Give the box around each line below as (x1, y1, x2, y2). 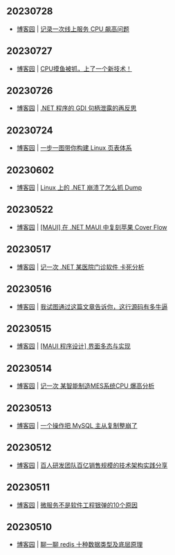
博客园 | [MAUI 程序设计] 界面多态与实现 (16, 342, 131, 350)
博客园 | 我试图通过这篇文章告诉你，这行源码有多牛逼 (16, 302, 168, 310)
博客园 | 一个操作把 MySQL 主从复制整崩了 (16, 421, 138, 429)
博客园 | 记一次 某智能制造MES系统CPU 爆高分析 (16, 382, 155, 390)
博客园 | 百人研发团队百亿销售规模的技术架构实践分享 (16, 461, 168, 469)
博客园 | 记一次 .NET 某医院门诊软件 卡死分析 (16, 263, 145, 271)
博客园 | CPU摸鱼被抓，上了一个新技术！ (16, 64, 132, 73)
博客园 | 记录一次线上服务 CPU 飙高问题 (16, 24, 129, 33)
